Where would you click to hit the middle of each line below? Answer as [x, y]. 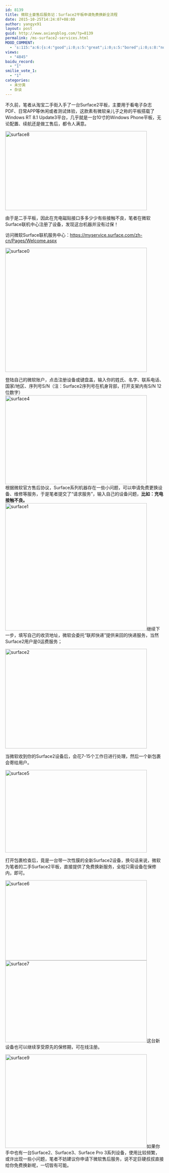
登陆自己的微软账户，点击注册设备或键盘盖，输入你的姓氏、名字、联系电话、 [84, 379]
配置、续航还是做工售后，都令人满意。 [49, 124]
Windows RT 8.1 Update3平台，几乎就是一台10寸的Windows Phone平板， [81, 117]
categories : [18, 80]
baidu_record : [20, 62]
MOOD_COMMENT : [20, 43]
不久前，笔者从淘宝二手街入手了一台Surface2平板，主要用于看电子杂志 [79, 104]
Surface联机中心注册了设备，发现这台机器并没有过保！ [62, 224]
